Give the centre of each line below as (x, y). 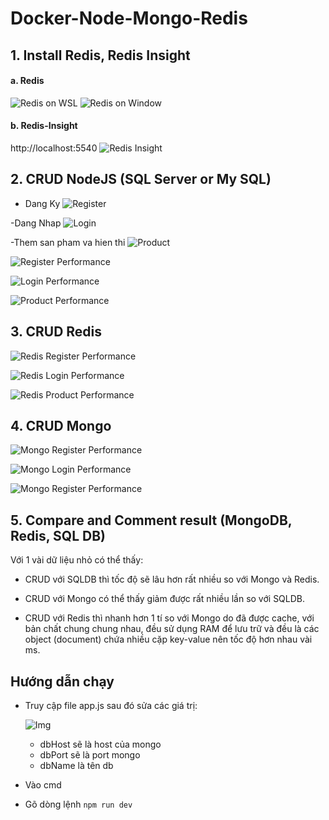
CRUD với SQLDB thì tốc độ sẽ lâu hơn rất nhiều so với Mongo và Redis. (172, 579)
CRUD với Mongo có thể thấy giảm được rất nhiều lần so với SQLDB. (165, 599)
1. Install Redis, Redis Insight (100, 55)
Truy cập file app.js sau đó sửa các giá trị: (111, 706)
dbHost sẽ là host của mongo (100, 744)
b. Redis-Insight (44, 126)
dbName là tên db (76, 766)
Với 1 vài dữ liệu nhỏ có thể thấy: (77, 560)
